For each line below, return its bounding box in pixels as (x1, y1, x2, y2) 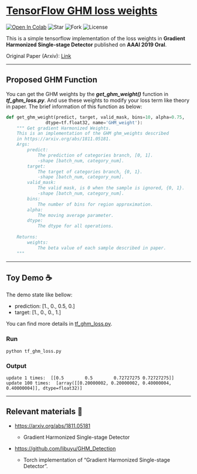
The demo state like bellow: (6, 291, 73, 298)
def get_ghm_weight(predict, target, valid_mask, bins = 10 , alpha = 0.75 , (6, 114, 185, 120)
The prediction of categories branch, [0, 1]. (37, 152, 154, 158)
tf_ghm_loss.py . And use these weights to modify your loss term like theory (6, 97, 189, 104)
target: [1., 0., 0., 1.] (14, 309, 62, 316)
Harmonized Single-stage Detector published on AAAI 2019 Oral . (6, 41, 167, 48)
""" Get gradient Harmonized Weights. (16, 125, 111, 131)
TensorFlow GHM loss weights (6, 4, 158, 18)
